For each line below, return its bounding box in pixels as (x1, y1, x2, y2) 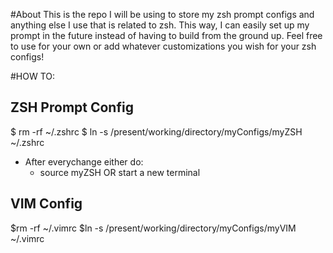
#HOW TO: (10, 70, 56, 82)
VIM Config (10, 195, 83, 213)
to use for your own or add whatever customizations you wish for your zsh (10, 40, 317, 52)
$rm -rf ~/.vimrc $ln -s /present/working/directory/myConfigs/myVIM (10, 222, 297, 234)
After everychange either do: (24, 155, 144, 168)
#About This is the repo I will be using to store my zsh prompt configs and (10, 9, 315, 20)
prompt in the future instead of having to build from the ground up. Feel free (10, 30, 323, 41)
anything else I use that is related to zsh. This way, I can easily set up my (10, 19, 310, 31)
